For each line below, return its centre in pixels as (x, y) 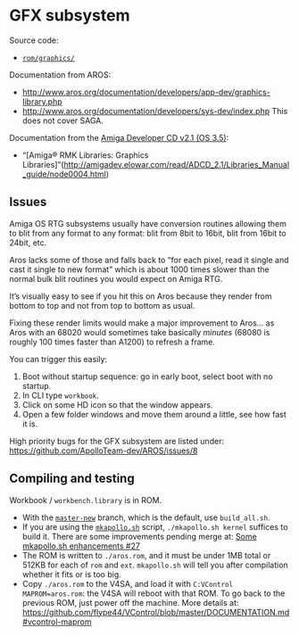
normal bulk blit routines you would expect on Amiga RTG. (116, 278)
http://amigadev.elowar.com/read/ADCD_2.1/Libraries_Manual (177, 164)
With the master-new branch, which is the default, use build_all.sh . (146, 517)
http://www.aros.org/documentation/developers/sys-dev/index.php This (155, 111)
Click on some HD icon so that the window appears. (117, 405)
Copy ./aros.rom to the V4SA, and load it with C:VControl (128, 583)
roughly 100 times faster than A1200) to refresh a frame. (112, 342)
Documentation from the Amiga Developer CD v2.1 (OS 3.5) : (119, 137)
